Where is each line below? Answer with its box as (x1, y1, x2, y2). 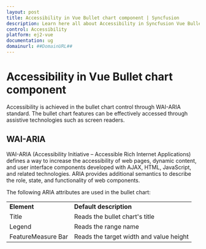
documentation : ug (6, 38, 53, 44)
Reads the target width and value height (74, 232, 189, 240)
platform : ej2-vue (6, 32, 53, 38)
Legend (9, 222, 32, 231)
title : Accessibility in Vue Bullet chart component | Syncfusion (6, 15, 180, 21)
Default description (74, 202, 132, 211)
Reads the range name (74, 222, 139, 231)
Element (9, 202, 34, 211)
